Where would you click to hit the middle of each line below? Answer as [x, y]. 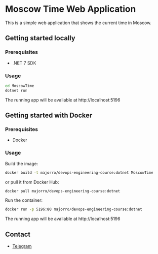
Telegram [22, 246]
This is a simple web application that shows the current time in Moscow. [78, 23]
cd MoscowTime [20, 86]
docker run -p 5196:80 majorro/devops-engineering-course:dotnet [74, 209]
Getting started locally [40, 38]
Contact [18, 234]
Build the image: [21, 163]
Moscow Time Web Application [71, 9]
